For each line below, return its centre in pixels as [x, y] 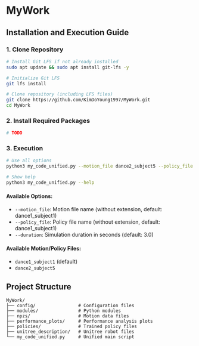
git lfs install [26, 84]
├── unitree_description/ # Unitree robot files [70, 332]
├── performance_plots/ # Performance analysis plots [80, 322]
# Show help [21, 177]
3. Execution [25, 149]
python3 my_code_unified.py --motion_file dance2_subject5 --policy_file [100, 166]
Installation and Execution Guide [68, 33]
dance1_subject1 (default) [46, 262]
